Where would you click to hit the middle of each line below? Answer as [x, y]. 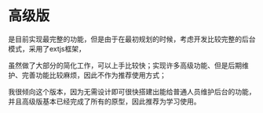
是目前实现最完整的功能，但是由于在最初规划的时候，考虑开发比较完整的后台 [132, 39]
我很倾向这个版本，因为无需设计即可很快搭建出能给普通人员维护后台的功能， [132, 91]
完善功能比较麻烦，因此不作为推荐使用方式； [94, 75]
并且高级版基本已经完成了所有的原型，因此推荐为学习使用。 [104, 101]
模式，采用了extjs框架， [47, 48]
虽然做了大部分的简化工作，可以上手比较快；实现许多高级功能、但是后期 [125, 65]
